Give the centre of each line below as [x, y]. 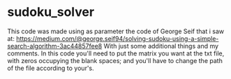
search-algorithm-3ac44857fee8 [55, 46]
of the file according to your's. [51, 68]
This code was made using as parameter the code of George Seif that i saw [116, 31]
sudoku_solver [51, 12]
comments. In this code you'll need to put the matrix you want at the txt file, [116, 53]
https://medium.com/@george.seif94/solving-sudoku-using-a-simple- [118, 38]
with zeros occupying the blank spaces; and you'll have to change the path [115, 60]
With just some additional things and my [161, 46]
